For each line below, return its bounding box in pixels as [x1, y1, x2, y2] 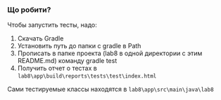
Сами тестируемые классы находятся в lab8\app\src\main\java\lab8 [7, 85, 214, 94]
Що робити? [7, 5, 51, 15]
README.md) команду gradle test [17, 57, 118, 65]
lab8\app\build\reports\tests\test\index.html [17, 73, 157, 80]
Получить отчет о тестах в [17, 64, 97, 73]
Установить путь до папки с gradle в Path [17, 42, 141, 50]
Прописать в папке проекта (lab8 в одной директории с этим [17, 49, 203, 57]
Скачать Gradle [17, 34, 64, 43]
